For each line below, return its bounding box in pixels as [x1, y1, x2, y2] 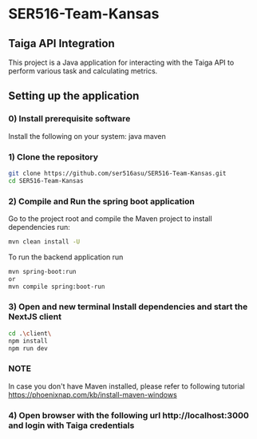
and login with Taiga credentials [8, 420, 135, 431]
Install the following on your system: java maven [8, 131, 166, 140]
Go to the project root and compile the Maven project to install [8, 214, 213, 223]
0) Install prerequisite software [8, 113, 131, 125]
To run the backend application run [8, 252, 124, 262]
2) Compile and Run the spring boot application [8, 196, 196, 207]
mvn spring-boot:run [8, 267, 77, 275]
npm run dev [8, 344, 48, 352]
